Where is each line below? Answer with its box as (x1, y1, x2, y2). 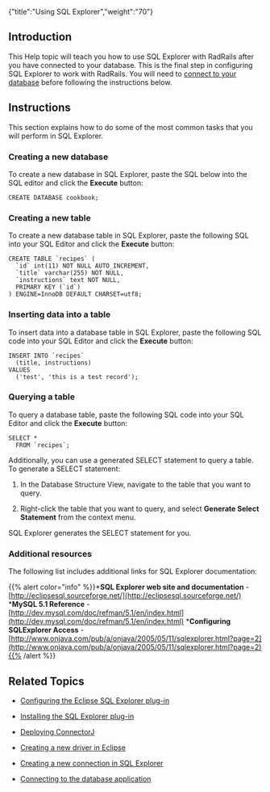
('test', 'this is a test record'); (15, 373, 139, 381)
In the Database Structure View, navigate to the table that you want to (19, 479, 251, 489)
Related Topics (8, 674, 85, 688)
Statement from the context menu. (19, 512, 136, 522)
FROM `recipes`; (15, 440, 70, 449)
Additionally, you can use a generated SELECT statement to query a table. (8, 455, 254, 465)
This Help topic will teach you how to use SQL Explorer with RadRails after (8, 52, 254, 61)
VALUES (8, 365, 31, 374)
